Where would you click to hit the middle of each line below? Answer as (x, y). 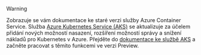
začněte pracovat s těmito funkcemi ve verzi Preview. (73, 45)
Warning (17, 9)
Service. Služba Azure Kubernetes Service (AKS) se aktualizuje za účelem (98, 27)
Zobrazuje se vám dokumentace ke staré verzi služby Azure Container (94, 20)
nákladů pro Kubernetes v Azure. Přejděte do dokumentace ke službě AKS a (101, 39)
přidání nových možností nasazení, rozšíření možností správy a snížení (94, 33)
